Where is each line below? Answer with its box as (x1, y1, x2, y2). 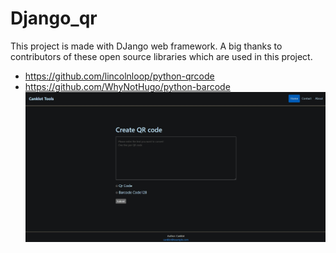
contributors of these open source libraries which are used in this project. (10, 50, 313, 62)
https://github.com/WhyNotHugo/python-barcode (24, 80, 231, 92)
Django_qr (10, 7, 98, 30)
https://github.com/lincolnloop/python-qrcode (24, 70, 215, 82)
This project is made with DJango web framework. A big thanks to (10, 40, 283, 52)
